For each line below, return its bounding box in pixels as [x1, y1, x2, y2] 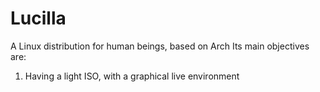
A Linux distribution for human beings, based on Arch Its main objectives [10, 40, 310, 52]
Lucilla [10, 7, 67, 30]
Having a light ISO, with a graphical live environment [24, 70, 240, 82]
